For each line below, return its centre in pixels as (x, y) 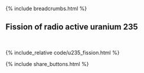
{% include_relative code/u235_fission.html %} (63, 52)
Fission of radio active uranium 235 (72, 27)
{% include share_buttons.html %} (47, 64)
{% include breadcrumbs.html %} (46, 9)
